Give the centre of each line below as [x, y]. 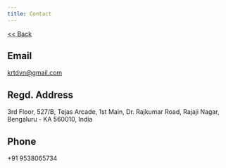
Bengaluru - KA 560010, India [50, 119]
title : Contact [30, 14]
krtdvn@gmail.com [35, 73]
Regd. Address [40, 95]
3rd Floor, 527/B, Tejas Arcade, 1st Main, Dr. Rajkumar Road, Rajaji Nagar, [113, 112]
